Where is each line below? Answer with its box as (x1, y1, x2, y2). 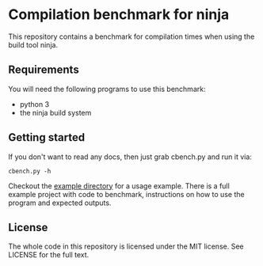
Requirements (8, 63, 79, 77)
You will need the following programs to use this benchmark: (8, 84, 206, 93)
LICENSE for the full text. (8, 250, 90, 260)
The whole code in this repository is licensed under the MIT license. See (8, 241, 244, 251)
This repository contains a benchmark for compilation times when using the (8, 32, 255, 41)
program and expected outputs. (8, 198, 112, 207)
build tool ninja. (8, 40, 58, 49)
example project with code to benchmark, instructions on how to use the (8, 189, 245, 199)
